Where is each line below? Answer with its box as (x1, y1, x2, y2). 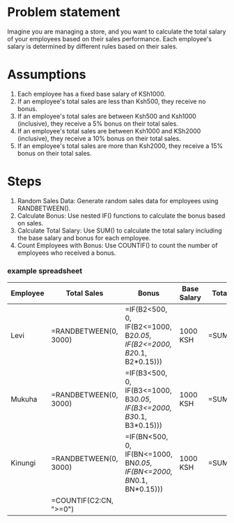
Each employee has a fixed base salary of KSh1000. (17, 89, 166, 98)
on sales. (17, 219, 44, 227)
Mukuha (10, 395, 38, 404)
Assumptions (7, 67, 86, 82)
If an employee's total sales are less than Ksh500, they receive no (17, 97, 206, 105)
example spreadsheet (7, 266, 82, 276)
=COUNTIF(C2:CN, (51, 496, 114, 506)
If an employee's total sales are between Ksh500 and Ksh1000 (17, 112, 196, 120)
